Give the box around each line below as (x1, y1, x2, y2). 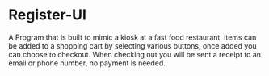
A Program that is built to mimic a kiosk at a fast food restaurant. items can (8, 32, 257, 42)
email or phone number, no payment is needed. (8, 58, 166, 68)
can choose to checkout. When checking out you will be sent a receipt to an (8, 49, 261, 59)
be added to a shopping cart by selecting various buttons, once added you (8, 40, 257, 50)
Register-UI (8, 6, 87, 24)
